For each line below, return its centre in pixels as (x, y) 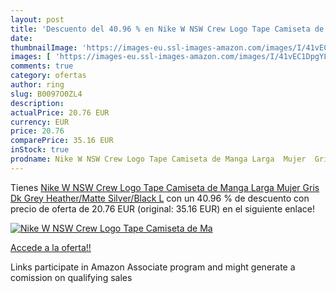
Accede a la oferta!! (51, 247)
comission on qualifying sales (71, 277)
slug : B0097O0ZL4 (46, 94)
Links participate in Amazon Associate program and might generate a (153, 267)
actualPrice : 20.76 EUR (60, 112)
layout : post (37, 19)
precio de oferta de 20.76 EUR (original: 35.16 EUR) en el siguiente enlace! (163, 208)
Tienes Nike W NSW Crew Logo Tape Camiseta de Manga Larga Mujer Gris (165, 187)
